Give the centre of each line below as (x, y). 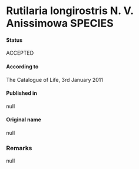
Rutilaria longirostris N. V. (70, 11)
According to (22, 67)
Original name (24, 120)
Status (14, 40)
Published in (21, 93)
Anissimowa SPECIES (60, 23)
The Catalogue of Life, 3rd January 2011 (54, 79)
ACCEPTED (20, 53)
